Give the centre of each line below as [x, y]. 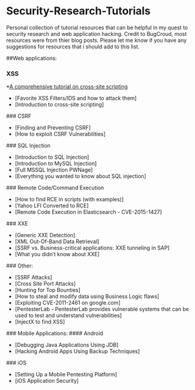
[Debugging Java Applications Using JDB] [66, 345]
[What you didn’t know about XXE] [57, 254]
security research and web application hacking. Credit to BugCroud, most [97, 33]
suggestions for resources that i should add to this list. [73, 47]
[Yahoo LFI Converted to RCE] [52, 206]
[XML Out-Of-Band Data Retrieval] [57, 242]
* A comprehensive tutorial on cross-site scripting [67, 87]
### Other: [20, 266]
